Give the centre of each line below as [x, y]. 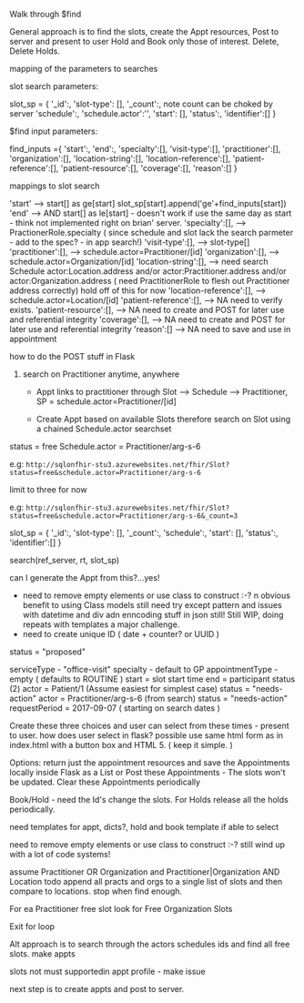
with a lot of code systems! [60, 854]
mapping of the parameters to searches [84, 69]
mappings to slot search [55, 186]
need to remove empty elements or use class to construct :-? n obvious [157, 595]
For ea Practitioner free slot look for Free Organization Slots [121, 909]
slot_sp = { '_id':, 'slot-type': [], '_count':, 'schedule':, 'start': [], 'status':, [144, 533]
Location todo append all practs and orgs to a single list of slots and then [146, 881]
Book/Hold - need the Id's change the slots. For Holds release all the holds [149, 800]
